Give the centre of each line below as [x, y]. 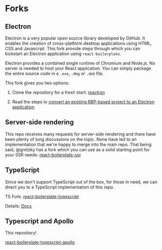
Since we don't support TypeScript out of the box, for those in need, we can [81, 182]
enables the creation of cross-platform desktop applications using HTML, [79, 43]
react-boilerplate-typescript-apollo [40, 242]
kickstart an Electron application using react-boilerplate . [63, 54]
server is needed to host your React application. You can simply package [78, 68]
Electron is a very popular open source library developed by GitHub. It [75, 38]
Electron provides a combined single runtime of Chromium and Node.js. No [80, 63]
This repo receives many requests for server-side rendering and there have [81, 134]
